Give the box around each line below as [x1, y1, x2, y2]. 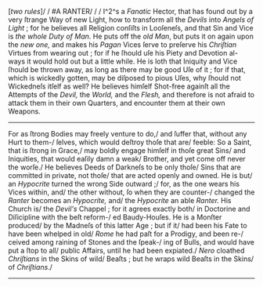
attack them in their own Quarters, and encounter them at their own [8, 98, 225, 107]
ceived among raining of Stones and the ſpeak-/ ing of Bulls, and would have [8, 238, 254, 246]
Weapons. [8, 107, 41, 116]
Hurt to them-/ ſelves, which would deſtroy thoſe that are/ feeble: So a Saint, [8, 137, 252, 147]
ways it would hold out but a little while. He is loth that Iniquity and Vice [8, 56, 238, 66]
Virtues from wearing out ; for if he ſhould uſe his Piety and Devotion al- [8, 49, 239, 57]
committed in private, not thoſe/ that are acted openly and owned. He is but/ [8, 171, 253, 180]
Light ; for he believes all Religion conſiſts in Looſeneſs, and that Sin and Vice [8, 24, 254, 32]
